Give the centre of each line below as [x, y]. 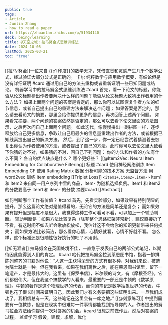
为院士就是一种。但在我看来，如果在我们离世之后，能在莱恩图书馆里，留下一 [84, 267]
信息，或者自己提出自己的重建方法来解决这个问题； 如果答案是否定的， [82, 108]
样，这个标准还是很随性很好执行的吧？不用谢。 [53, 238]
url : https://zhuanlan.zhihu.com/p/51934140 [52, 33]
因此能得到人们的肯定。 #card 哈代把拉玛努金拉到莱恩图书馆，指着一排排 [84, 255]
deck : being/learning [28, 38]
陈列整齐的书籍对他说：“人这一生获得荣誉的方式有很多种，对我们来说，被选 [83, 261]
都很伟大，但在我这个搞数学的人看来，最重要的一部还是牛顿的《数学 [79, 280]
